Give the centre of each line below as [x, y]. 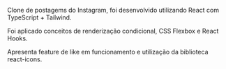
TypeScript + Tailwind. [39, 17]
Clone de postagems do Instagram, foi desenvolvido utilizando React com [113, 10]
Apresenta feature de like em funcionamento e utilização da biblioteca [108, 52]
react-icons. [25, 59]
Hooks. [17, 38]
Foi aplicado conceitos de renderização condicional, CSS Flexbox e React [113, 31]
